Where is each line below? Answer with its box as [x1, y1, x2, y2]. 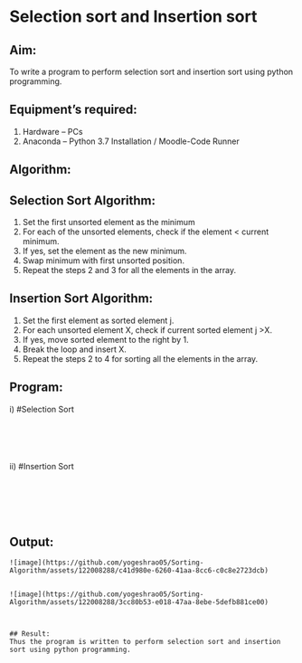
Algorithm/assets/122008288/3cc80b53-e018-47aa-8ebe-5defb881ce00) [9, 598, 269, 607]
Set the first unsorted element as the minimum [22, 217, 196, 228]
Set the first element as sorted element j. [22, 315, 175, 326]
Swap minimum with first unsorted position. [22, 255, 185, 266]
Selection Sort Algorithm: [9, 193, 156, 208]
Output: [9, 535, 54, 550]
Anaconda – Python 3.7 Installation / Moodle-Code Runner [22, 136, 240, 147]
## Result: [9, 630, 51, 639]
